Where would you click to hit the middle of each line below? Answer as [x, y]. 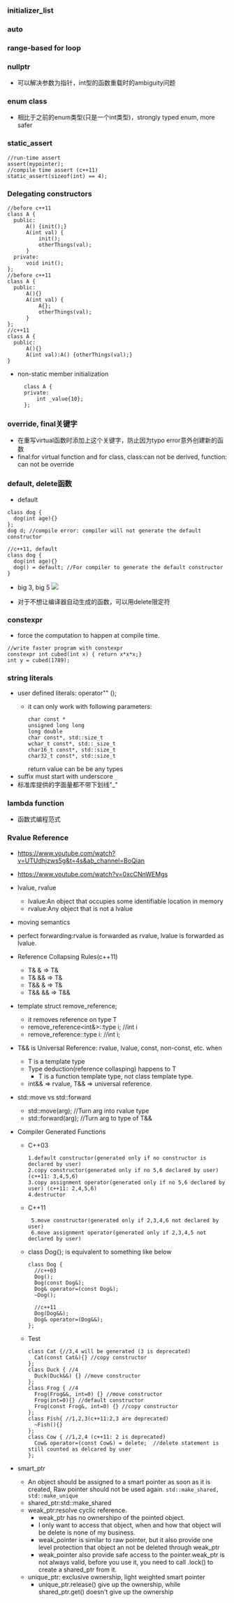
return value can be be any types [75, 769]
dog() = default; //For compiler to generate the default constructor [118, 567]
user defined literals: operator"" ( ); [67, 693]
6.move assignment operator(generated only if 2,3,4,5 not [119, 1232]
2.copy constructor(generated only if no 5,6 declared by [114, 1170]
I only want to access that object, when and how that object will [130, 1525]
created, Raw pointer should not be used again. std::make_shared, [123, 1489]
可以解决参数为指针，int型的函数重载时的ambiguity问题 [96, 83]
